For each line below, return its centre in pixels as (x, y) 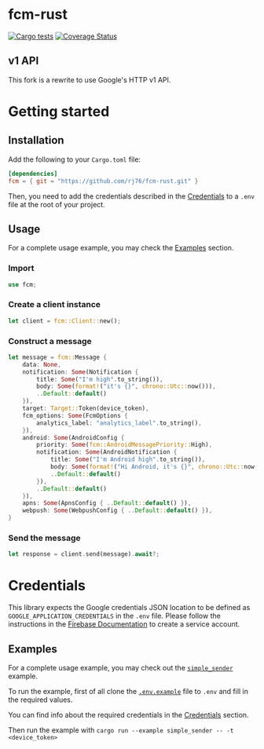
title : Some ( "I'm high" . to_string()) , (100, 379)
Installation (36, 140)
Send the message (44, 538)
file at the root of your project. (57, 204)
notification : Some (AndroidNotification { (107, 452)
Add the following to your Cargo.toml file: (75, 159)
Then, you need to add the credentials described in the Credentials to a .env (132, 196)
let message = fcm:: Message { (58, 357)
